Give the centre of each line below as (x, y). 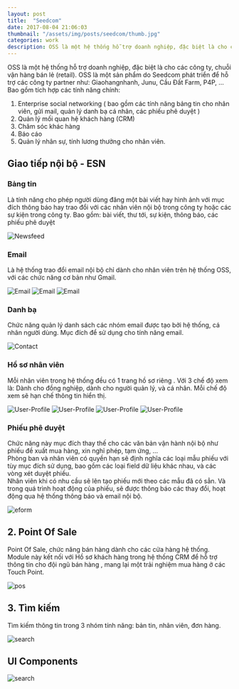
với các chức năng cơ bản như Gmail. (62, 277)
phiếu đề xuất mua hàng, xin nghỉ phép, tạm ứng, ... (83, 450)
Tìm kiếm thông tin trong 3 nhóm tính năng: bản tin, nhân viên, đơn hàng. (114, 625)
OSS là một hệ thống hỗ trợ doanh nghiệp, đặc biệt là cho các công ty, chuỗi (119, 67)
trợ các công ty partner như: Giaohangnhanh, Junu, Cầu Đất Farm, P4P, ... (116, 82)
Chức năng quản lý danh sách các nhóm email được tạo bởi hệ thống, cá (114, 325)
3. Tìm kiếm (34, 608)
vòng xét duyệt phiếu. (39, 473)
